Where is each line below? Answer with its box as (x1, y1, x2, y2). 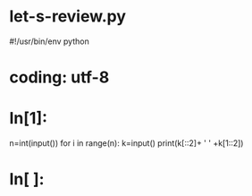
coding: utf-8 (9, 67, 110, 88)
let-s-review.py (9, 6, 127, 27)
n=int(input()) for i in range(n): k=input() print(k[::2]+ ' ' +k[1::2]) (9, 138, 244, 149)
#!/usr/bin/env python (9, 36, 89, 47)
